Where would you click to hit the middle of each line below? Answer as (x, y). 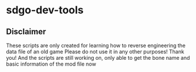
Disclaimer (26, 32)
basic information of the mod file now (51, 64)
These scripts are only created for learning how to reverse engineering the (96, 45)
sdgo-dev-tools (45, 10)
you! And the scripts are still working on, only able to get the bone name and (98, 58)
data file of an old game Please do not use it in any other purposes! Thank (95, 52)
